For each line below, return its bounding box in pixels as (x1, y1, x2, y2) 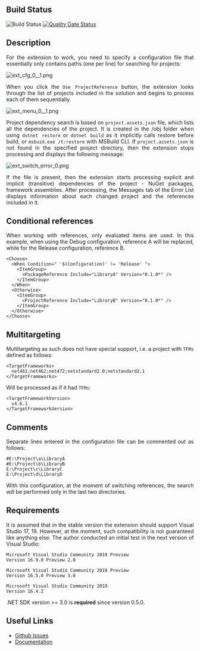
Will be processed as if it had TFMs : (6, 384, 91, 391)
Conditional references (6, 216, 93, 226)
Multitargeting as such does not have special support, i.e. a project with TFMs (6, 345, 194, 353)
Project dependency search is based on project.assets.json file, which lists (6, 119, 194, 126)
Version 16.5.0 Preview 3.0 (6, 572, 76, 578)
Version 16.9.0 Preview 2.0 (6, 557, 76, 563)
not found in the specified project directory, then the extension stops (6, 144, 194, 151)
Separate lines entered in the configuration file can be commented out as (6, 438, 194, 446)
